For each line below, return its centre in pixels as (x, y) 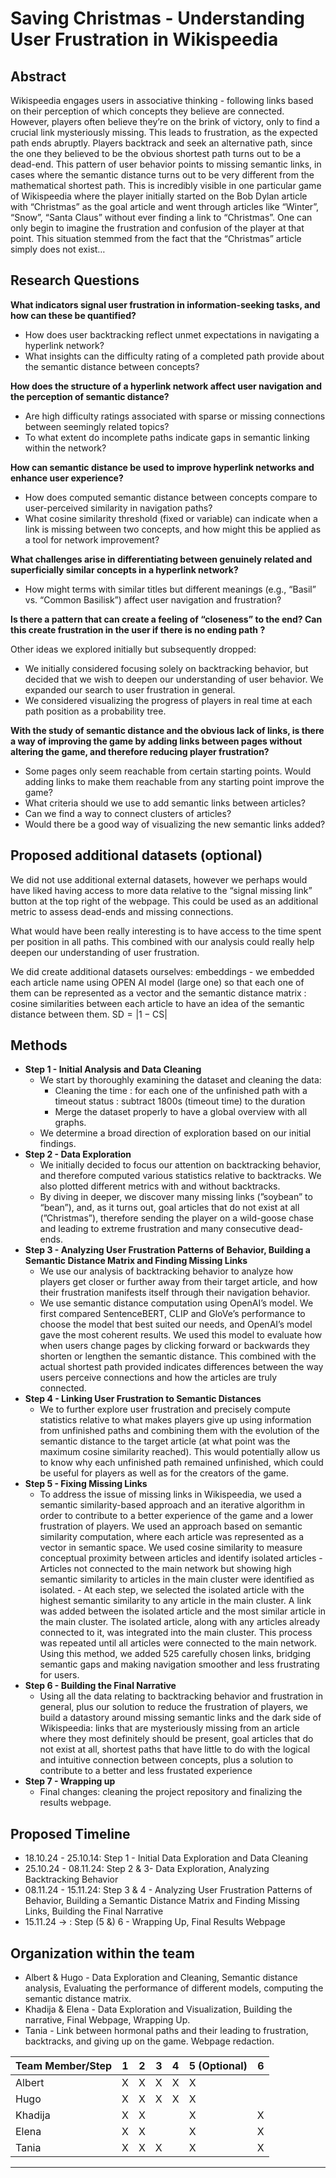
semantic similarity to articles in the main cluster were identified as (177, 1579)
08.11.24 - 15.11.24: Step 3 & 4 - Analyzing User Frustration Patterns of (168, 1890)
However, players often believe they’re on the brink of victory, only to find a (165, 121)
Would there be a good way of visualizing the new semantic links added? (175, 824)
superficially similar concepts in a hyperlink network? (124, 569)
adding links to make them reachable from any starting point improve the (174, 781)
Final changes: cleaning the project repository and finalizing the (171, 1792)
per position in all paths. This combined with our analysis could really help (162, 941)
